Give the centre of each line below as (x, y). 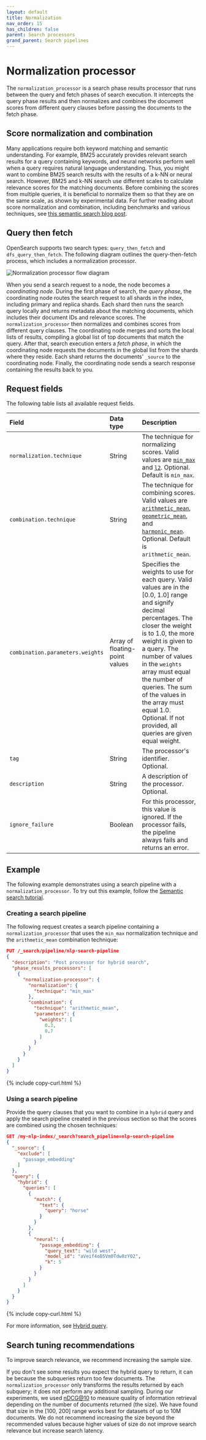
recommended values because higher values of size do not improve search (101, 1424)
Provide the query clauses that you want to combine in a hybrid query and (100, 1112)
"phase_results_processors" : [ (52, 969)
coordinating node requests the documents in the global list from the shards (102, 350)
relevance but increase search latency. (55, 1431)
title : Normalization (34, 18)
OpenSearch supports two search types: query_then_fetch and (86, 248)
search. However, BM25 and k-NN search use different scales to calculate (100, 181)
